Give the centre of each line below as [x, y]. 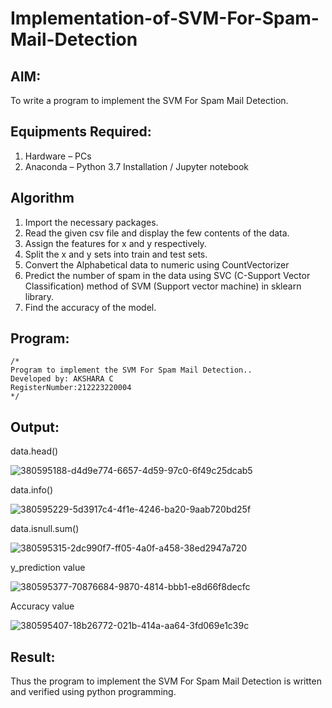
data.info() [32, 490]
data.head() [34, 451]
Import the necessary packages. [91, 222]
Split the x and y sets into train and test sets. [116, 254]
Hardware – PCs [58, 156]
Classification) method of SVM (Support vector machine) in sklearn [163, 286]
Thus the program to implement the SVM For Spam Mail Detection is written [166, 681]
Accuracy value [42, 606]
